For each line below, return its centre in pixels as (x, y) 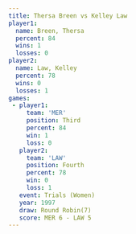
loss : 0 (39, 143)
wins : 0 (29, 83)
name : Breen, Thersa (50, 31)
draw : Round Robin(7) (55, 210)
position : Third (54, 121)
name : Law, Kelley (47, 68)
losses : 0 (32, 53)
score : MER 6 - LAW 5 (55, 218)
